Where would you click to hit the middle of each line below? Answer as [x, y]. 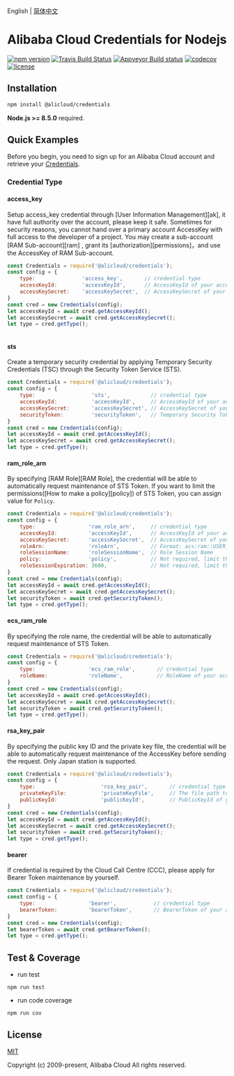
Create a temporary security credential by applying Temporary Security [110, 362]
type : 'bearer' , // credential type [115, 904]
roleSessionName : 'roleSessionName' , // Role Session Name [117, 553]
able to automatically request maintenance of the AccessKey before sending [117, 754]
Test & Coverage [44, 957]
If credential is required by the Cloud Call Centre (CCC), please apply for [111, 870]
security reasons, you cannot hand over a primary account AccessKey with [115, 229]
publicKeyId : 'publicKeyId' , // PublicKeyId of [121, 800]
